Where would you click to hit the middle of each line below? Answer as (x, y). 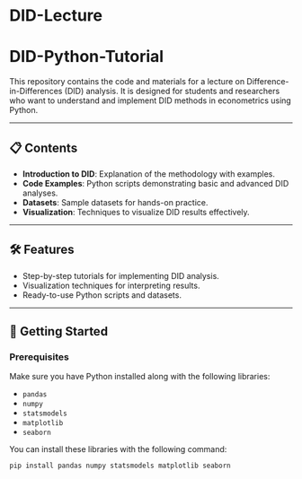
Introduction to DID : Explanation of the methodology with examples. (149, 174)
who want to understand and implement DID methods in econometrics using (151, 100)
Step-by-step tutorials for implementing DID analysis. (121, 275)
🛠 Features (42, 250)
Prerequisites (39, 357)
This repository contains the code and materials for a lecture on (127, 82)
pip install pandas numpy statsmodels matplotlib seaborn (120, 466)
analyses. (40, 193)
